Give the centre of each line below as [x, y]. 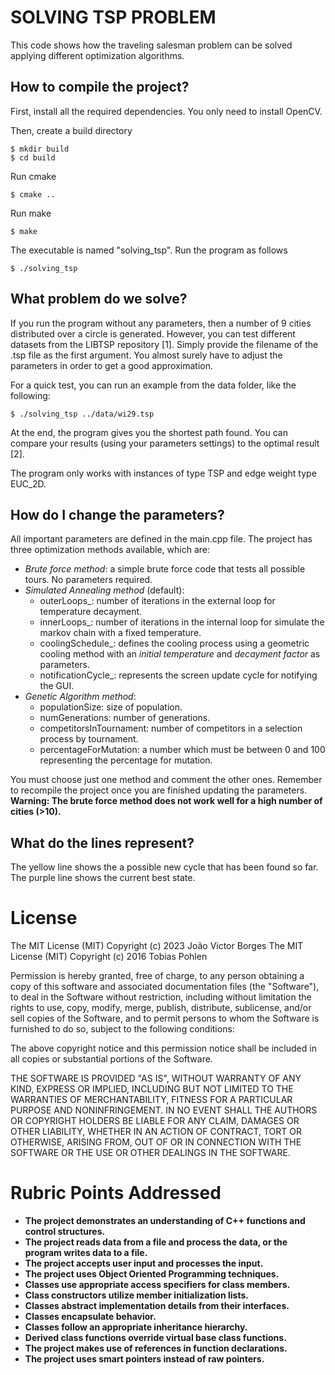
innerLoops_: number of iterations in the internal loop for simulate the [182, 622]
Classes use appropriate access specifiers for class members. [157, 1285]
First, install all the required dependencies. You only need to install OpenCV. [166, 111]
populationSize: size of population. [111, 707]
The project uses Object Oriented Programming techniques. [152, 1274]
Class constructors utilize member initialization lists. [136, 1295]
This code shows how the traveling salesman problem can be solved [151, 45]
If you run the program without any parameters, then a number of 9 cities [161, 323]
